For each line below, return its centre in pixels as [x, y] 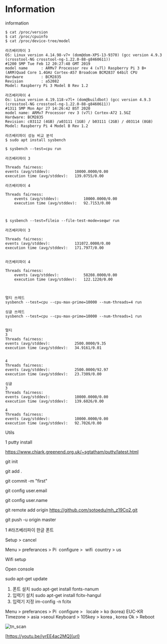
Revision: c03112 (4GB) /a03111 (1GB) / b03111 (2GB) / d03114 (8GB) [79, 121]
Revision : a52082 [32, 81]
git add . [14, 471]
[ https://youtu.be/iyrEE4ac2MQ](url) [42, 636]
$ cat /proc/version [27, 32]
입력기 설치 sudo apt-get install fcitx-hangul [57, 595]
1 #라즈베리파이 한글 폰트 [29, 530]
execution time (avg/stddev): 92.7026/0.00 [53, 423]
